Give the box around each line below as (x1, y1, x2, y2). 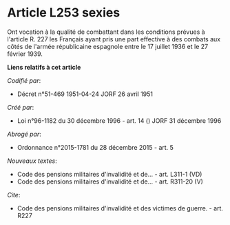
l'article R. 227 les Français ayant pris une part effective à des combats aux (7, 35, 221, 43)
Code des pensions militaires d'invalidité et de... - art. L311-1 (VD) (17, 170, 202, 178)
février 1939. (7, 50, 43, 58)
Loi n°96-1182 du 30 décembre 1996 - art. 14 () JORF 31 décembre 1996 (17, 116, 222, 125)
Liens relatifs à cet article (7, 63, 81, 71)
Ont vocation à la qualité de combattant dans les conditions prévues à (7, 28, 205, 36)
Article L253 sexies (7, 5, 121, 21)
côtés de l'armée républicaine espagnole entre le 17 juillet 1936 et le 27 (7, 42, 209, 50)
